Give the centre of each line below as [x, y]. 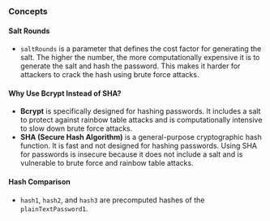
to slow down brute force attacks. [76, 128]
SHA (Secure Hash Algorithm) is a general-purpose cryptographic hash [141, 137]
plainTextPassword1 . [54, 208]
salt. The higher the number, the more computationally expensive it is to [140, 58]
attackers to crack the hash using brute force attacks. [109, 75]
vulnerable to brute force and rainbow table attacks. [107, 163]
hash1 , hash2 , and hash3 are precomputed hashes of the [112, 200]
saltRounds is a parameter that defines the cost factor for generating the [141, 49]
